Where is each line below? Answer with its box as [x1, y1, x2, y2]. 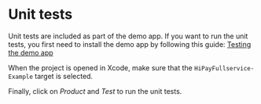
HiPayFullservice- [193, 64, 255, 72]
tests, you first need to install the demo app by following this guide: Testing [8, 39, 252, 48]
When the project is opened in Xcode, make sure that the [8, 63, 193, 72]
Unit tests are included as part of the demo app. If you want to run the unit [8, 31, 248, 41]
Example [8, 73, 34, 81]
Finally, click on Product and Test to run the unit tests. [8, 86, 182, 95]
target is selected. [35, 71, 93, 81]
